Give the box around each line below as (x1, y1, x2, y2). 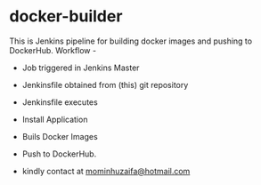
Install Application (21, 114, 88, 125)
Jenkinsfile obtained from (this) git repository (21, 79, 189, 90)
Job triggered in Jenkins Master (21, 62, 140, 73)
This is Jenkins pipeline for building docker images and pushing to (9, 36, 252, 46)
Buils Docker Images (21, 131, 98, 141)
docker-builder (9, 6, 123, 27)
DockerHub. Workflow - (9, 44, 96, 55)
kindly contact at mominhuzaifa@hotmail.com (21, 165, 191, 176)
